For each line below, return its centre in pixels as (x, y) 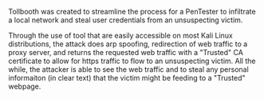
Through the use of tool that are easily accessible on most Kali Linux (120, 36)
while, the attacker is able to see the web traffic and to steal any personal (128, 69)
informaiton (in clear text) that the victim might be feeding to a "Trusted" (127, 78)
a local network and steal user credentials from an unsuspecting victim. (126, 20)
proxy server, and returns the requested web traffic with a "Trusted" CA (126, 52)
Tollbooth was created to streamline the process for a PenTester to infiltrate (132, 12)
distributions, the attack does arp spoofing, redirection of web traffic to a (128, 44)
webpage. (25, 86)
